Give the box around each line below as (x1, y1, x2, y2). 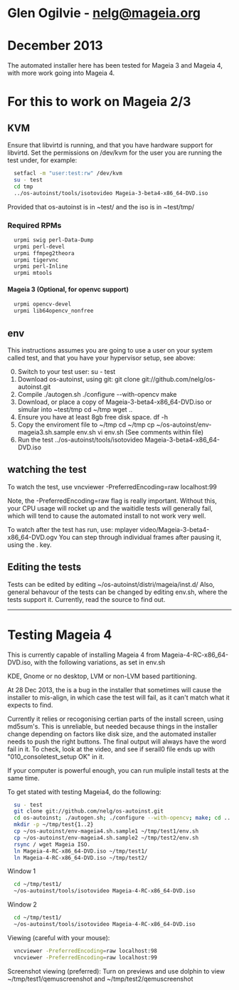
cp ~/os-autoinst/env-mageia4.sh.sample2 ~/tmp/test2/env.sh (14, 834, 199, 841)
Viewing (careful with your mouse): (7, 933, 110, 942)
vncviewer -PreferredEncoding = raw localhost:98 (14, 947, 158, 954)
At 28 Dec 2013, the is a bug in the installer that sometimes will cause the (7, 685, 222, 694)
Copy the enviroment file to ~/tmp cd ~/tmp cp (17, 420, 155, 429)
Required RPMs (7, 220, 62, 230)
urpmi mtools (14, 269, 53, 277)
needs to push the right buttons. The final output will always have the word (7, 737, 226, 746)
